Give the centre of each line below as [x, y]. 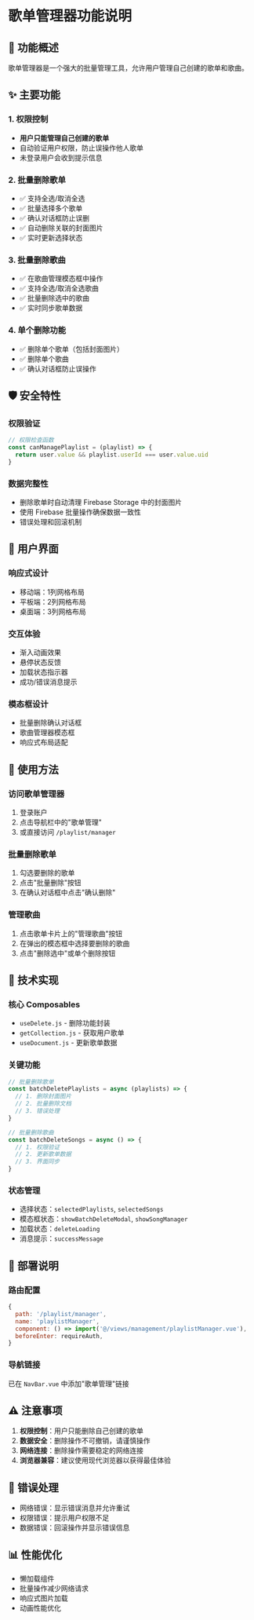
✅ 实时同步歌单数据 [51, 308]
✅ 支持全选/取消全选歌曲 [59, 288]
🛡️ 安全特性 [34, 395]
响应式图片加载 [44, 1598]
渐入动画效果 [40, 653]
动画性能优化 [40, 1608]
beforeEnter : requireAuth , [59, 1336]
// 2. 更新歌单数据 [44, 1154]
